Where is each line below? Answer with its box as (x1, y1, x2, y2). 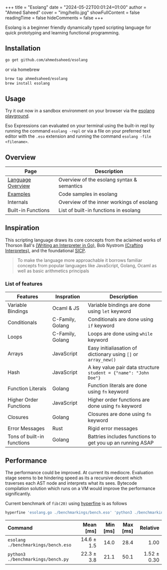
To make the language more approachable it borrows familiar (17, 257, 143, 263)
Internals (7, 199, 28, 206)
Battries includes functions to (87, 433, 157, 440)
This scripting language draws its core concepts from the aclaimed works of (5, 237, 162, 243)
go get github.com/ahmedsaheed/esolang (5, 57, 88, 62)
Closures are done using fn (87, 411, 152, 418)
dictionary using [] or (87, 351, 138, 358)
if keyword (87, 322, 115, 329)
